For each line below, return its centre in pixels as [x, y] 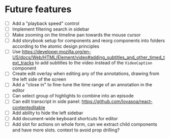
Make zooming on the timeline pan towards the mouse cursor [76, 35]
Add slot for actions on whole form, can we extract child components [84, 124]
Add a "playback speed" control [46, 23]
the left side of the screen [39, 79]
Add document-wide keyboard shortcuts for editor [65, 118]
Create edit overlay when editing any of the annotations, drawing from [86, 74]
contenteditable [29, 107]
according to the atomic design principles [56, 46]
